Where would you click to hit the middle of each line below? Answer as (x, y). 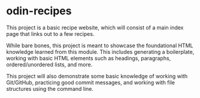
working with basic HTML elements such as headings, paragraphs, (89, 58)
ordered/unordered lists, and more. (49, 65)
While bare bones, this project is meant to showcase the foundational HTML (100, 45)
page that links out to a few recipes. (50, 33)
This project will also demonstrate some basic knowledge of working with (97, 76)
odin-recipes (39, 11)
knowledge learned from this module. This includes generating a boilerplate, (100, 51)
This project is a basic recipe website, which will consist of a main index (95, 27)
